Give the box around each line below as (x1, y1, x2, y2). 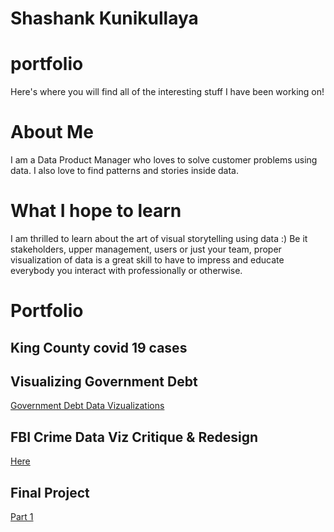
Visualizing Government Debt (10, 373, 198, 390)
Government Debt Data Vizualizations (10, 400, 165, 412)
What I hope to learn (10, 200, 182, 222)
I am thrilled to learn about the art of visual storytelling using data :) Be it (10, 233, 308, 244)
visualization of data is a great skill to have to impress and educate (10, 254, 285, 266)
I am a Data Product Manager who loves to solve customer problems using (10, 154, 318, 166)
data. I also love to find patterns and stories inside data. (10, 165, 240, 177)
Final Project (10, 484, 90, 501)
